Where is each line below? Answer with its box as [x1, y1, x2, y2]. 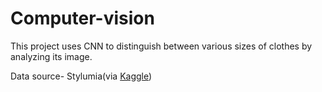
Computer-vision [10, 7, 155, 30]
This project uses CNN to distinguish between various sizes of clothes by [10, 40, 313, 52]
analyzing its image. [10, 50, 93, 62]
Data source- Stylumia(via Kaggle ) [10, 70, 153, 82]
